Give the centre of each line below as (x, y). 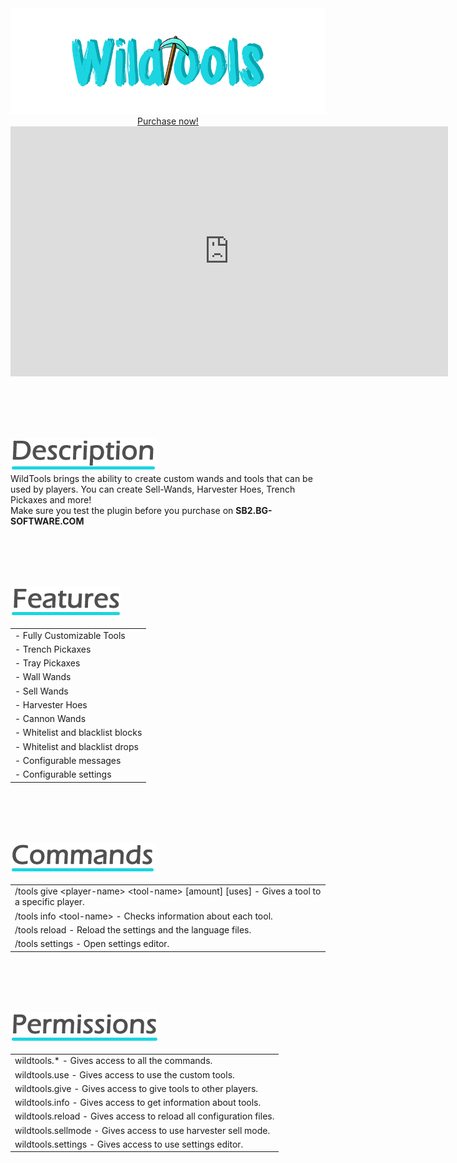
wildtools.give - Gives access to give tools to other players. (136, 1088)
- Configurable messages (68, 760)
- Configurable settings (63, 774)
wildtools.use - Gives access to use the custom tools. (124, 1074)
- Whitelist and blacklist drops (76, 746)
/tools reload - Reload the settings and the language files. (133, 929)
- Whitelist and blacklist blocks (78, 733)
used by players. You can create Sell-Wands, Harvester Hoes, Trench (153, 489)
